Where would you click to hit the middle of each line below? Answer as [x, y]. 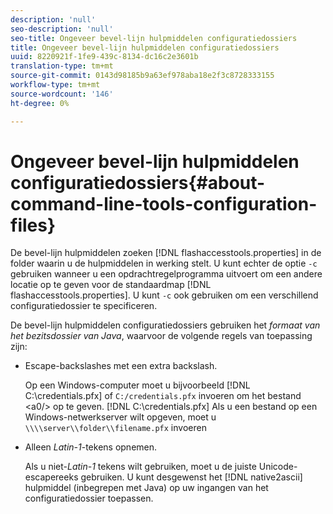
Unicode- [278, 467]
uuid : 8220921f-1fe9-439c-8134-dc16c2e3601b [104, 57]
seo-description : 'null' [62, 29]
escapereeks [51, 477]
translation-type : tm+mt [62, 66]
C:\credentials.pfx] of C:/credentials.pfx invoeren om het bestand [163, 396]
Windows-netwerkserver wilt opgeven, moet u [120, 417]
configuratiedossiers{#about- [138, 182]
